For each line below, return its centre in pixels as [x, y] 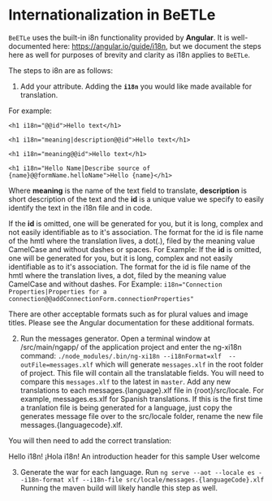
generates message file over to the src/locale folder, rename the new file [142, 416]
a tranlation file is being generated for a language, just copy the [126, 407]
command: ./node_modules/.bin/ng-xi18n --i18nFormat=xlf [121, 355]
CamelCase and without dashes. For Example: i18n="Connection [115, 284]
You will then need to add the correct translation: [90, 440]
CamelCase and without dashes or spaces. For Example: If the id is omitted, [135, 249]
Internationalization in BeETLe [112, 15]
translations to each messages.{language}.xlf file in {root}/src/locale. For [142, 390]
